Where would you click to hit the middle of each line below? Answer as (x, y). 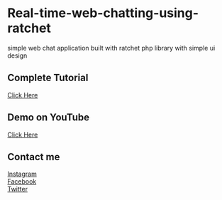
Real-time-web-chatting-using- (103, 13)
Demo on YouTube (49, 118)
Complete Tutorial (48, 78)
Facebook (22, 181)
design (17, 56)
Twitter (18, 189)
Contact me (34, 157)
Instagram (22, 174)
